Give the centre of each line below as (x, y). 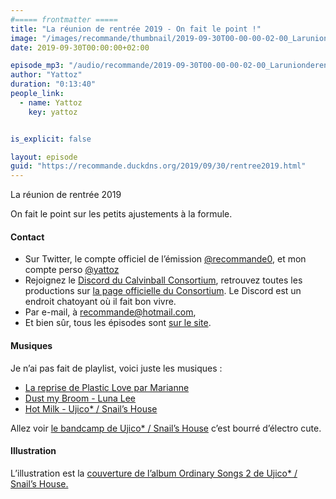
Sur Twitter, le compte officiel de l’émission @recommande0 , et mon (165, 259)
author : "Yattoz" (46, 75)
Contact (27, 237)
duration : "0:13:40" (53, 84)
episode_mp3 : (37, 66)
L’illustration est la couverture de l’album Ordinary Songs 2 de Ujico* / (154, 473)
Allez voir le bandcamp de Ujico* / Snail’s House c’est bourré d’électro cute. (166, 428)
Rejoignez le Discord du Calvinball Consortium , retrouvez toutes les (163, 280)
